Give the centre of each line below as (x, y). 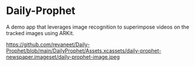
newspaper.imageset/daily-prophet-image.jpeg (63, 57)
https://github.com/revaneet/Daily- (48, 44)
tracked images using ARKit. (40, 33)
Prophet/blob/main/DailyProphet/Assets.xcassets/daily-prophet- (84, 50)
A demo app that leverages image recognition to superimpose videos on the (98, 27)
